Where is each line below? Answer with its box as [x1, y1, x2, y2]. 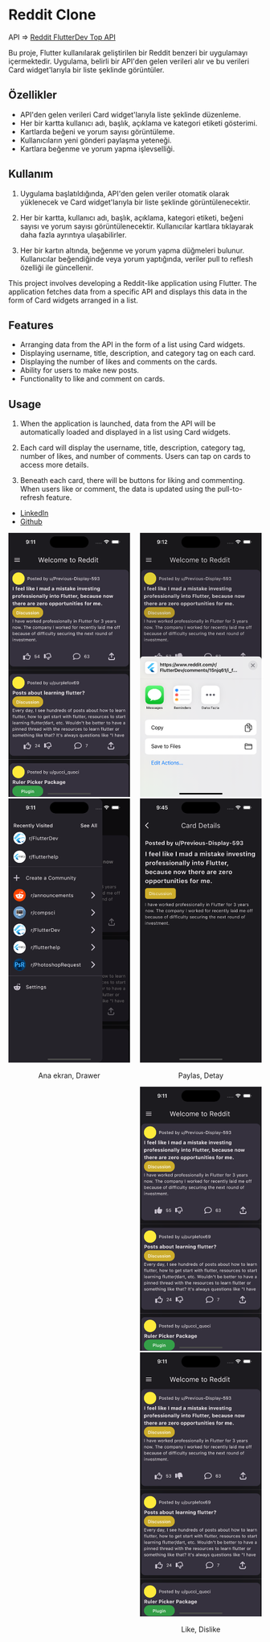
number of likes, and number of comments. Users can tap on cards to [19, 452, 251, 461]
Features [8, 318, 54, 332]
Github [19, 517, 43, 526]
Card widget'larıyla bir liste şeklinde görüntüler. [8, 64, 165, 74]
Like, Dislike [180, 1624, 221, 1635]
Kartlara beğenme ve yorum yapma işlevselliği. [19, 143, 175, 154]
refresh [19, 493, 45, 502]
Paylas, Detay [178, 1071, 223, 1080]
